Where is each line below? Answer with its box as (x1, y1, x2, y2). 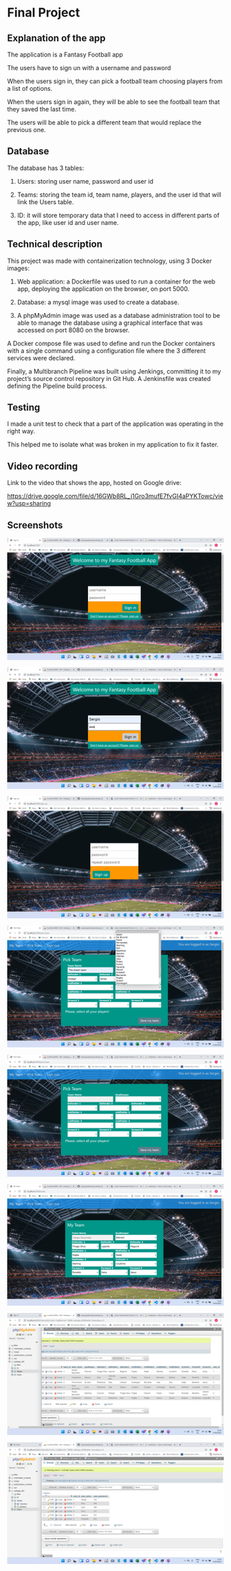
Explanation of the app (7, 32, 106, 44)
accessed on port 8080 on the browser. (16, 325, 130, 334)
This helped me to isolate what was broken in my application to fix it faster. (7, 440, 219, 448)
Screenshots (7, 519, 63, 531)
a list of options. (7, 85, 53, 92)
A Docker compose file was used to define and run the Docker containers (7, 339, 215, 347)
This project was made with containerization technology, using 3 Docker (7, 257, 212, 265)
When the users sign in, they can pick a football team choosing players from (7, 77, 223, 85)
